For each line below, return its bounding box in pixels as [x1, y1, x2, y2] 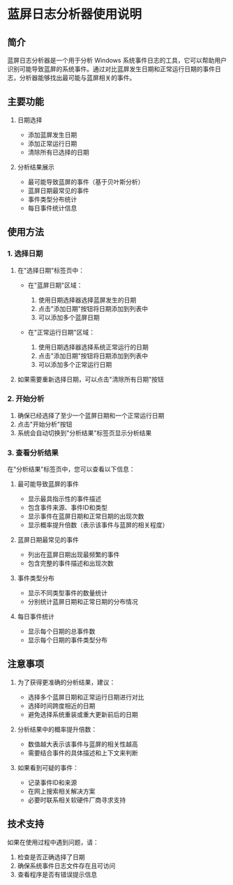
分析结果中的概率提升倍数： [17, 725, 98, 733]
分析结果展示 [17, 162, 54, 171]
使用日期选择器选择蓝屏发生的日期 [38, 296, 137, 304]
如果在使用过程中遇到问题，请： [7, 838, 99, 846]
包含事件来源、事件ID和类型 [27, 504, 108, 512]
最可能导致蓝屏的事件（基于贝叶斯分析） [27, 177, 144, 186]
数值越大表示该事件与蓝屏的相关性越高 [27, 740, 138, 748]
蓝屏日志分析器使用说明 [7, 6, 142, 22]
